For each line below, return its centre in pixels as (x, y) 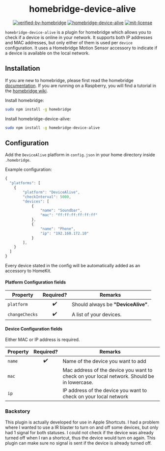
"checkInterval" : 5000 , (47, 197)
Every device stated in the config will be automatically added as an (73, 266)
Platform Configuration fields (36, 282)
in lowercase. (78, 383)
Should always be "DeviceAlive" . (110, 304)
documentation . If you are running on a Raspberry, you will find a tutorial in (81, 85)
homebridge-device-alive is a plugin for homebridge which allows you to (78, 32)
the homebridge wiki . (27, 91)
